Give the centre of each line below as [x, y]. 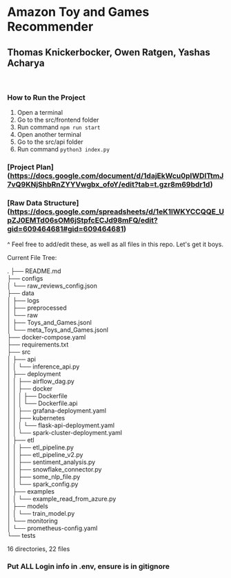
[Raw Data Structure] [43, 203]
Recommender [50, 27]
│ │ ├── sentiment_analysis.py [51, 462]
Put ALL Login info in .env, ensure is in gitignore [89, 566]
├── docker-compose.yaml [47, 337]
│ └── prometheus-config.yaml [52, 528]
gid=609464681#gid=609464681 [66, 229]
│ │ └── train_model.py [41, 513]
